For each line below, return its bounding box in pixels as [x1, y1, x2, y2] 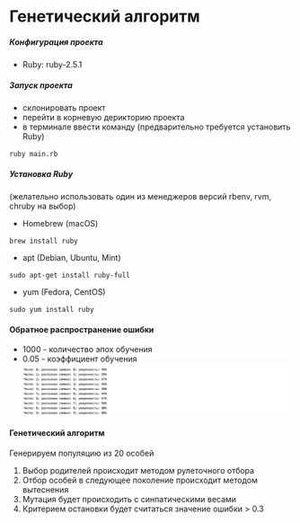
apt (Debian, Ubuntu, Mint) [22, 253, 121, 263]
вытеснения [22, 483, 69, 495]
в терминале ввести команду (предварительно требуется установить [22, 121, 291, 132]
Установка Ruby [9, 168, 74, 179]
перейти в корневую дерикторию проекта [22, 112, 185, 123]
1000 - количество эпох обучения [22, 344, 153, 355]
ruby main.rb [9, 150, 58, 159]
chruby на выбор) [9, 200, 76, 212]
